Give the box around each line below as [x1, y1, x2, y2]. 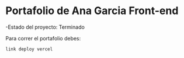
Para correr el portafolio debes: [5, 35, 81, 42]
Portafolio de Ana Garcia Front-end [5, 4, 179, 18]
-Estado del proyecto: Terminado [5, 23, 85, 30]
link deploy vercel [5, 46, 53, 52]
